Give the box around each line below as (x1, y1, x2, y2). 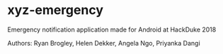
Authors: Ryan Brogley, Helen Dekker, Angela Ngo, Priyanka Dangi (7, 39, 200, 47)
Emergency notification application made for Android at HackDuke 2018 (7, 25, 217, 34)
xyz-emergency (7, 2, 104, 18)
